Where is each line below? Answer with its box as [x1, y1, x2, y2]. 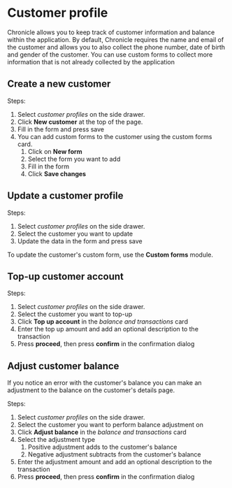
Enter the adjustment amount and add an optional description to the [17, 458, 212, 466]
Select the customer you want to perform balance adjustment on [17, 421, 204, 429]
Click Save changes [27, 169, 86, 178]
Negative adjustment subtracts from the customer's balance [27, 450, 201, 459]
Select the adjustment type [17, 436, 96, 444]
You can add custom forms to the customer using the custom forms [17, 132, 212, 141]
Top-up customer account [7, 271, 124, 282]
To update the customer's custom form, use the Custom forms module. [7, 250, 214, 259]
